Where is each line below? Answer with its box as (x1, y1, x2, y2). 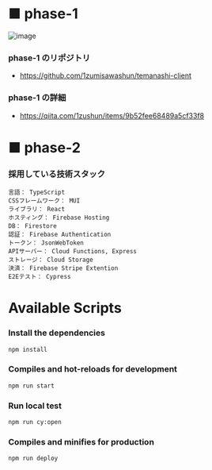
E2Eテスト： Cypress (8, 273, 71, 281)
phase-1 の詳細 (8, 92, 66, 103)
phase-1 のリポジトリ (8, 52, 91, 64)
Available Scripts (8, 299, 123, 318)
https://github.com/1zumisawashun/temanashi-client (19, 71, 192, 80)
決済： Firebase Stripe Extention (8, 264, 119, 272)
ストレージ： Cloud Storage (8, 256, 93, 264)
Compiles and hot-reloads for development (8, 364, 178, 375)
